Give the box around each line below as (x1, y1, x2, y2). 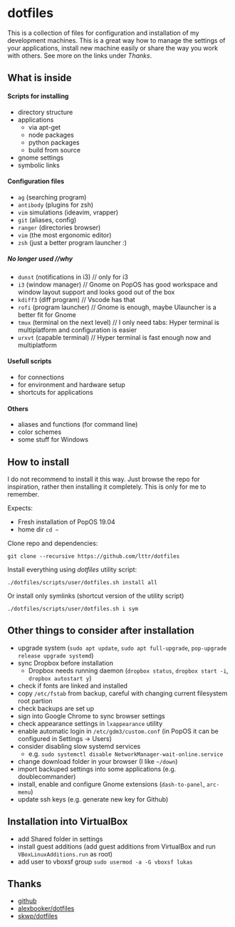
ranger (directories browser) (17, 223, 101, 232)
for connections (17, 373, 65, 381)
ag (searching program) (17, 192, 87, 201)
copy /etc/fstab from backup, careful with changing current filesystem (17, 689, 228, 698)
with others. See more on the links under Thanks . (7, 51, 152, 60)
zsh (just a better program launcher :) (17, 238, 127, 247)
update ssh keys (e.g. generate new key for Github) (17, 794, 169, 803)
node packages (28, 130, 75, 139)
